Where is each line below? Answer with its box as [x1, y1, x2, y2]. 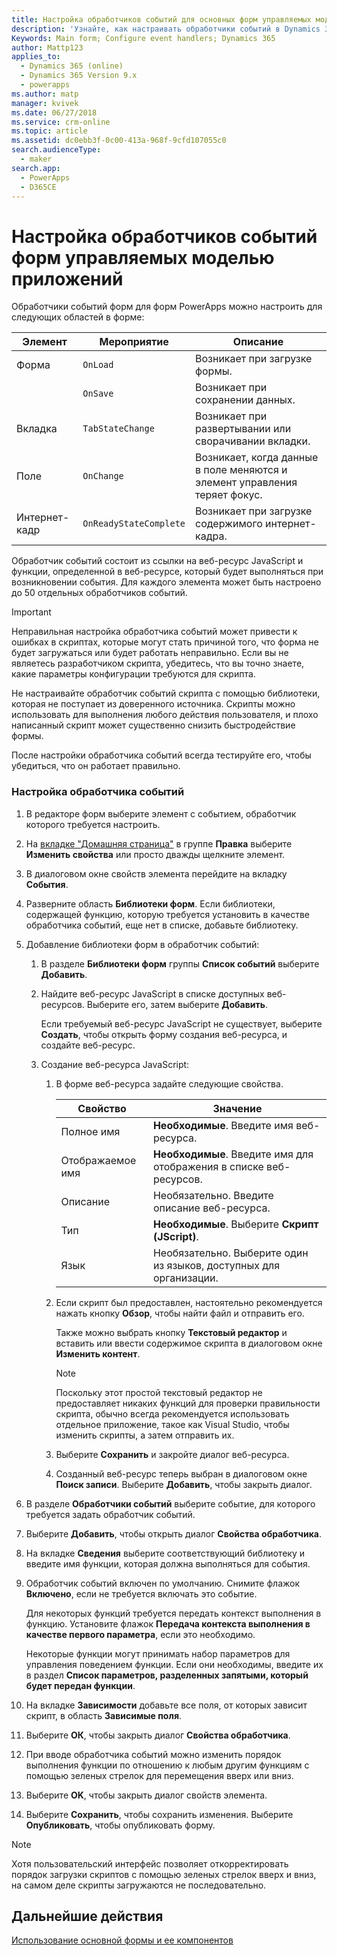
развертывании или [195, 422, 292, 436]
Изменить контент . [55, 1347, 141, 1360]
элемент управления [195, 476, 298, 490]
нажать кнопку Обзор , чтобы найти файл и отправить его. [55, 1307, 305, 1319]
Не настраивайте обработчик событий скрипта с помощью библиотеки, [11, 687, 321, 700]
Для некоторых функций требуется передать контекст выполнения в [25, 1607, 322, 1619]
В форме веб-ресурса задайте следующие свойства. [55, 1077, 284, 1090]
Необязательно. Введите [152, 1188, 274, 1202]
